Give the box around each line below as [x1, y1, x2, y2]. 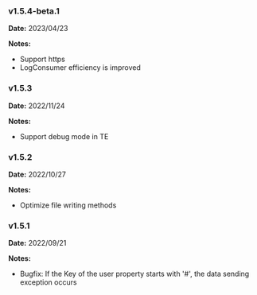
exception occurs [19, 278, 77, 287]
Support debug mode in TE [19, 131, 109, 141]
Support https [19, 54, 66, 64]
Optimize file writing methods [19, 200, 117, 210]
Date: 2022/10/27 [8, 169, 66, 179]
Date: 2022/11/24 [8, 101, 65, 111]
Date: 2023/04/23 [8, 24, 68, 33]
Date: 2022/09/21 [8, 239, 67, 248]
